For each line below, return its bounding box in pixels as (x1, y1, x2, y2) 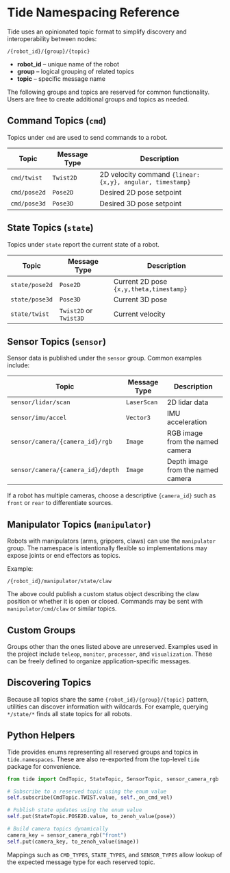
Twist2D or (59, 306, 93, 315)
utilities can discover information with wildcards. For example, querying (7, 702, 209, 711)
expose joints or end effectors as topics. (7, 552, 121, 560)
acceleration (166, 417, 207, 427)
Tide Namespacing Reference (7, 5, 180, 21)
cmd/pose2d (10, 188, 46, 196)
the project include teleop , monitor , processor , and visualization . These (7, 650, 213, 658)
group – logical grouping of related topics (16, 67, 135, 75)
